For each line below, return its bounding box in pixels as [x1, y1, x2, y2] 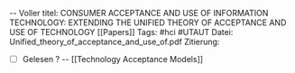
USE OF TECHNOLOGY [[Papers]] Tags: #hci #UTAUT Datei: [9, 27, 234, 37]
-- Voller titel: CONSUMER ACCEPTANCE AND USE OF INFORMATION [9, 8, 269, 18]
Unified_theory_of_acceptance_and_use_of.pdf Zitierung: [9, 36, 220, 47]
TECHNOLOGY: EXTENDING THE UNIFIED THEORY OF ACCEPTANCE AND [9, 17, 287, 28]
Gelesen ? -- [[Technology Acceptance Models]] [22, 54, 204, 64]
